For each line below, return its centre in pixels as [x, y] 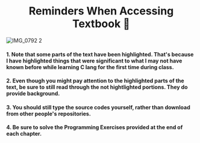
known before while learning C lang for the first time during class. [90, 67]
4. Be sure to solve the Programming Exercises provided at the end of [95, 127]
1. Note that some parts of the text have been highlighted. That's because [100, 54]
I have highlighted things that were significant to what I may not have [94, 61]
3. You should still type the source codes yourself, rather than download [98, 107]
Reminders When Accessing [101, 11]
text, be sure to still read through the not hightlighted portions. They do [97, 87]
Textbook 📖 [101, 24]
